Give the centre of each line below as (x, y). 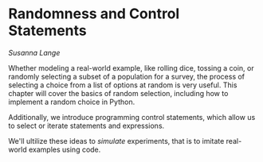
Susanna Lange (34, 52)
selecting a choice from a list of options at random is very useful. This (123, 85)
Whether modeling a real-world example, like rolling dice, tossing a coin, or (131, 67)
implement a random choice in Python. (72, 102)
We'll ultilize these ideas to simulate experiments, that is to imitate (116, 141)
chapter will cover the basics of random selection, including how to (118, 93)
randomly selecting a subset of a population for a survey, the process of (127, 76)
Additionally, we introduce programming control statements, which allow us (132, 117)
